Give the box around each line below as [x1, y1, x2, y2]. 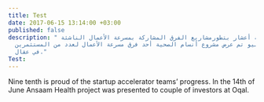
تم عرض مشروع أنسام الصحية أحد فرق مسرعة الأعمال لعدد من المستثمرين [15, 41, 244, 49]
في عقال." [15, 48, 47, 56]
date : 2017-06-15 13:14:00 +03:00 [8, 19, 122, 27]
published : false [8, 26, 65, 34]
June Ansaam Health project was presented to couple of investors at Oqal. [8, 85, 250, 94]
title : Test [8, 11, 47, 20]
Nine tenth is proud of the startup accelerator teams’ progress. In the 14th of [8, 76, 255, 86]
